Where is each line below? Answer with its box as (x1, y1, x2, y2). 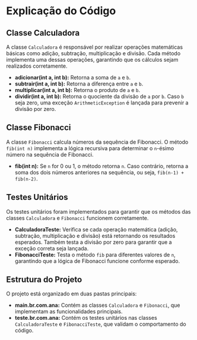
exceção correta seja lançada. (14, 244, 89, 252)
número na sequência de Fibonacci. (6, 151, 94, 158)
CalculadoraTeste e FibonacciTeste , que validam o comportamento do (14, 320, 187, 328)
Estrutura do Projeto (6, 275, 82, 285)
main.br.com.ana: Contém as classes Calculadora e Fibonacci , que (14, 301, 180, 309)
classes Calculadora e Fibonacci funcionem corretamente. (6, 214, 149, 221)
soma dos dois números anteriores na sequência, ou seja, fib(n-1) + (14, 169, 184, 176)
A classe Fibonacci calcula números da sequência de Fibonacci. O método (6, 138, 189, 145)
